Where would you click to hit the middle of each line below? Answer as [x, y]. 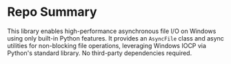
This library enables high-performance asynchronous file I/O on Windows [112, 31]
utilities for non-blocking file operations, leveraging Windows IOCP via [107, 45]
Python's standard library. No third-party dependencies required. [100, 53]
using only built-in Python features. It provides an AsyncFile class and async [115, 38]
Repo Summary [52, 12]
